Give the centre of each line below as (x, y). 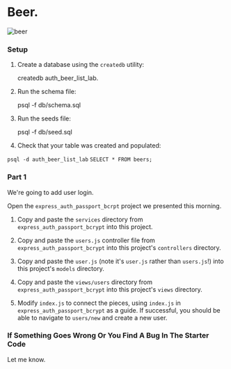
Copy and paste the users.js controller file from (86, 240)
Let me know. (26, 359)
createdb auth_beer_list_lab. (58, 78)
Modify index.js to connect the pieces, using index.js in (99, 303)
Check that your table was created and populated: (89, 146)
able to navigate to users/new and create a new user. (92, 317)
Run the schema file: (47, 92)
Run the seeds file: (44, 118)
